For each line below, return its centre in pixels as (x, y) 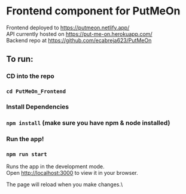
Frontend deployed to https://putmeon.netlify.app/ (68, 28)
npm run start (27, 154)
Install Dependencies (38, 107)
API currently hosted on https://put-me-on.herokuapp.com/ (79, 34)
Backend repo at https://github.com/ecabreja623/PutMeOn (79, 40)
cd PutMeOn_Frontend (36, 92)
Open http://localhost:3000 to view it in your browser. (72, 173)
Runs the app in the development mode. (55, 166)
